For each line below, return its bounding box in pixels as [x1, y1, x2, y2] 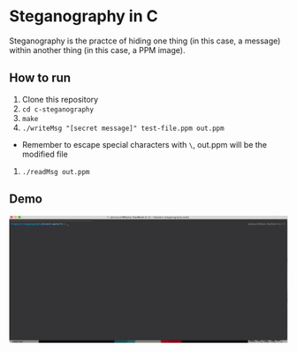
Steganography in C [9, 6, 158, 27]
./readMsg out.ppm [21, 167, 90, 176]
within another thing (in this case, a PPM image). [9, 44, 186, 55]
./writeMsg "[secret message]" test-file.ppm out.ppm [21, 124, 225, 133]
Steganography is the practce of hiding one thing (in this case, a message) [9, 35, 281, 46]
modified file [21, 149, 68, 159]
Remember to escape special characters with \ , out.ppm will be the [21, 139, 268, 149]
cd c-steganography [21, 104, 95, 114]
